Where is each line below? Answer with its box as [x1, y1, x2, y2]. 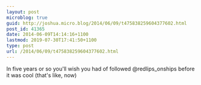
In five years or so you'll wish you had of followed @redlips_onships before [6, 65, 196, 72]
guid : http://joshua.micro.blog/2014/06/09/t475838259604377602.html [6, 20, 188, 26]
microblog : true [6, 15, 48, 21]
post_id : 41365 [6, 25, 45, 32]
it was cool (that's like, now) [6, 71, 77, 79]
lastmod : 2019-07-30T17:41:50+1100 [6, 37, 97, 43]
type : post [6, 43, 34, 49]
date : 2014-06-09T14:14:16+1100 [6, 32, 89, 38]
